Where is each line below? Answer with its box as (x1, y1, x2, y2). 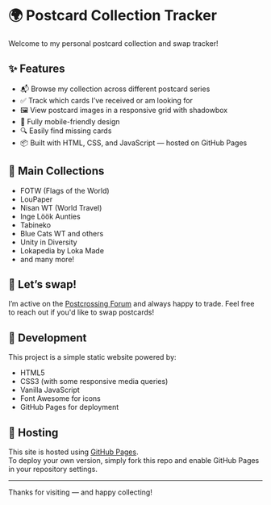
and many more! (19, 254, 75, 264)
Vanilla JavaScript (19, 385, 81, 395)
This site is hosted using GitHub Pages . (8, 447, 139, 457)
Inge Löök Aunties (19, 211, 81, 221)
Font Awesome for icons (19, 394, 101, 403)
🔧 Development (8, 331, 87, 344)
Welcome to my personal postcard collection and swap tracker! (8, 38, 219, 48)
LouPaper (19, 194, 53, 204)
